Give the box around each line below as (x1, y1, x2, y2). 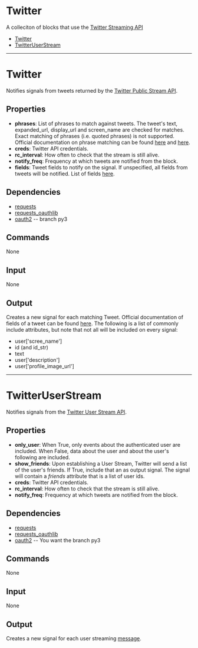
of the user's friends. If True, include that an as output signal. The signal (14, 466, 190, 473)
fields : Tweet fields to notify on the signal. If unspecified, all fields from (14, 163, 188, 171)
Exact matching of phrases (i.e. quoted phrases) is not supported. (14, 132, 175, 139)
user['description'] (14, 356, 60, 364)
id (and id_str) (14, 343, 49, 351)
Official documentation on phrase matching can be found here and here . (14, 139, 190, 146)
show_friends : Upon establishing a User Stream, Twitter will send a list (14, 460, 187, 467)
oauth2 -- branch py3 (14, 215, 68, 222)
